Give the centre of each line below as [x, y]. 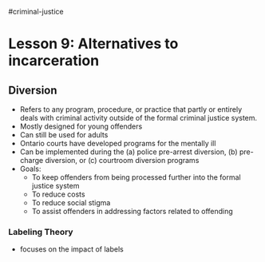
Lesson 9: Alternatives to [93, 44]
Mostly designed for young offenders [81, 126]
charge [32, 160]
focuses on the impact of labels [71, 249]
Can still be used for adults [64, 135]
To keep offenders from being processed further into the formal [136, 177]
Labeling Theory [41, 232]
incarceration [54, 61]
